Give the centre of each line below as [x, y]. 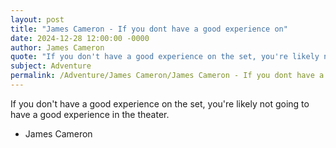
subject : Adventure [51, 66]
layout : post [37, 19]
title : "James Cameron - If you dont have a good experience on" [149, 29]
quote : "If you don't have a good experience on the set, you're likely [165, 57]
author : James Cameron [57, 47]
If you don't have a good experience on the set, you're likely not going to [160, 103]
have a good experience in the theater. [90, 114]
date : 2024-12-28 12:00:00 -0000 [80, 38]
